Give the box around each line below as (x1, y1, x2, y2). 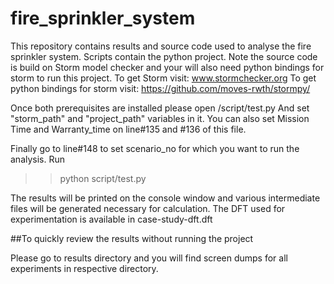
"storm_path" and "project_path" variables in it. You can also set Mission (10, 112, 310, 124)
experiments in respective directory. (10, 262, 159, 274)
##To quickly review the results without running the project (10, 232, 254, 244)
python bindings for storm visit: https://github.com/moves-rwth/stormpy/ (10, 82, 311, 94)
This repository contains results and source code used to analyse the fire (10, 40, 312, 52)
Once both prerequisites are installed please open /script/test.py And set (10, 102, 310, 114)
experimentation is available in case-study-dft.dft (10, 213, 213, 225)
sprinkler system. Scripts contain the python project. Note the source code (10, 50, 318, 62)
